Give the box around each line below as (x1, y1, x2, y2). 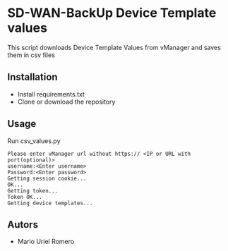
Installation (7, 71, 58, 83)
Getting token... (7, 187, 59, 195)
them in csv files (7, 51, 55, 59)
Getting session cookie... (7, 175, 87, 182)
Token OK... (7, 193, 42, 200)
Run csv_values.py (7, 136, 61, 145)
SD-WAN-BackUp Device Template (7, 5, 217, 21)
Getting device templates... (7, 200, 93, 207)
